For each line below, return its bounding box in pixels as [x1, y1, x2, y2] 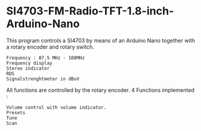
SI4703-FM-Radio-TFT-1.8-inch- [6, 4, 174, 18]
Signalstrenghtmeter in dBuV [6, 76, 80, 82]
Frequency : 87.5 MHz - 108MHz [6, 55, 85, 61]
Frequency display [6, 60, 53, 66]
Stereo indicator [6, 65, 50, 72]
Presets [6, 109, 26, 115]
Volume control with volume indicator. [6, 104, 107, 111]
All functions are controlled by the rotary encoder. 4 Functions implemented [6, 86, 195, 94]
